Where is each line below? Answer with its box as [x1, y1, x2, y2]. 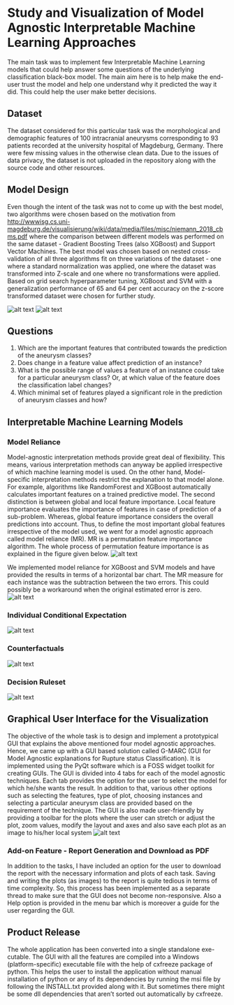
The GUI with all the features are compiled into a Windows [31, 953, 200, 961]
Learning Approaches [7, 35, 136, 50]
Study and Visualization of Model [7, 5, 204, 21]
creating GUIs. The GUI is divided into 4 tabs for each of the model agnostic [7, 769, 226, 777]
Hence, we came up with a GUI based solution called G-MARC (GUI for [7, 746, 211, 755]
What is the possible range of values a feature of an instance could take [17, 366, 225, 375]
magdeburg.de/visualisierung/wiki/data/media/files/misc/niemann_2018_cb [7, 224, 224, 233]
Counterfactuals [7, 643, 64, 653]
